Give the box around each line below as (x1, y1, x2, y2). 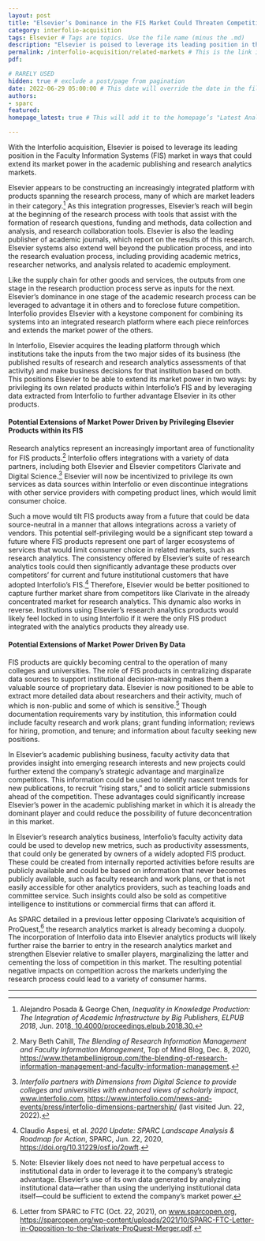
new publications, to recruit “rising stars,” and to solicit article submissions (8, 783, 251, 793)
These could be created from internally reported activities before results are (8, 857, 255, 867)
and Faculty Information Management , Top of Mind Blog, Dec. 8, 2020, (19, 1045, 251, 1055)
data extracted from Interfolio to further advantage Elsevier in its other (8, 391, 237, 400)
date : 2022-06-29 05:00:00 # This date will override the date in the (8, 84, 245, 92)
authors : (8, 92, 37, 99)
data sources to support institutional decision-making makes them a (8, 674, 230, 684)
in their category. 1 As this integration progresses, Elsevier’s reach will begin (8, 200, 253, 210)
